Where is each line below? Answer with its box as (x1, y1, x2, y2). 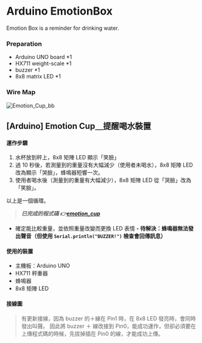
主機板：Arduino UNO (15, 262, 71, 269)
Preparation (6, 40, 43, 48)
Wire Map (6, 88, 36, 97)
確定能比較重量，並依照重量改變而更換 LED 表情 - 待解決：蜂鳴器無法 (15, 225, 189, 232)
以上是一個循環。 (6, 197, 49, 204)
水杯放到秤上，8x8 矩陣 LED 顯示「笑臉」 (15, 154, 120, 161)
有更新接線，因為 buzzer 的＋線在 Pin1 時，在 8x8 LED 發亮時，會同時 (21, 314, 197, 322)
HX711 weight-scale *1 (15, 60, 72, 68)
